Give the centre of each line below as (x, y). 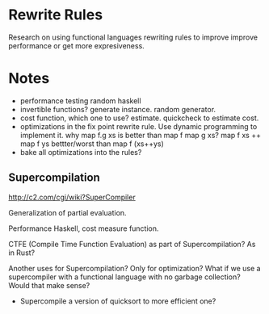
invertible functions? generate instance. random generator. (118, 109)
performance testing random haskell (80, 100)
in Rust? (22, 253)
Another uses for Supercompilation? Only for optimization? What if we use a (134, 268)
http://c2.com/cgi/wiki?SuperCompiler (72, 197)
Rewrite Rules (56, 15)
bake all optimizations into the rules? (81, 152)
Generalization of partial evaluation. (67, 212)
